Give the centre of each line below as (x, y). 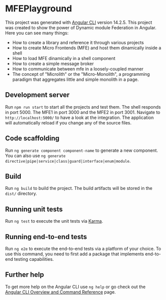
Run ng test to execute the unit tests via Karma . (54, 221)
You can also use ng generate (35, 155)
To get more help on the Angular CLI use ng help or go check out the (75, 287)
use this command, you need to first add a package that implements (75, 254)
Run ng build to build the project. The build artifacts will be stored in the (79, 188)
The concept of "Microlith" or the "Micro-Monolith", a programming (81, 74)
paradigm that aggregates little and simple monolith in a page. (75, 79)
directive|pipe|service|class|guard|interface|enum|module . (68, 161)
